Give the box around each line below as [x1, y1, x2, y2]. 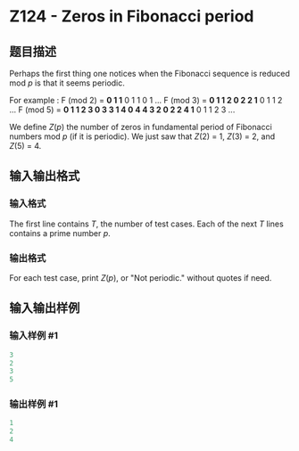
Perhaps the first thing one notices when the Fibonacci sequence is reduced [9, 69, 290, 78]
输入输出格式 [9, 168, 80, 184]
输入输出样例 [9, 300, 80, 316]
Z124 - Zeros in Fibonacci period [9, 6, 254, 27]
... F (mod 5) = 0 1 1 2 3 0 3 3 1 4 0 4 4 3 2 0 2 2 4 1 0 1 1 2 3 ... [9, 104, 236, 115]
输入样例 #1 [9, 330, 58, 342]
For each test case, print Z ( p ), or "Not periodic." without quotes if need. [9, 272, 272, 283]
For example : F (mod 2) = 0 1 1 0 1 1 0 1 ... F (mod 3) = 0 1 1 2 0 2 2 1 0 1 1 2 [9, 95, 283, 105]
